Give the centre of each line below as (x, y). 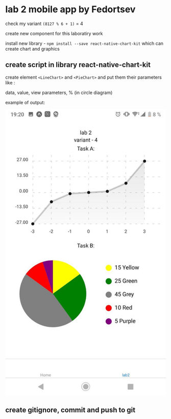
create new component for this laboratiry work (54, 33)
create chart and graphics (32, 49)
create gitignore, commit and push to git (70, 410)
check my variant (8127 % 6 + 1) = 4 (44, 24)
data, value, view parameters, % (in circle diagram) (59, 92)
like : (10, 82)
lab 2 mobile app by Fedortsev (70, 9)
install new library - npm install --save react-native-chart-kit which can (84, 43)
